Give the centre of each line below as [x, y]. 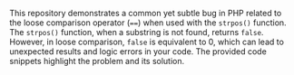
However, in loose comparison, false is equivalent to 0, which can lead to [147, 42]
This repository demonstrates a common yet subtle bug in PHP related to [146, 13]
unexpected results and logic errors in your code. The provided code [138, 52]
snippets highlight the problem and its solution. [97, 61]
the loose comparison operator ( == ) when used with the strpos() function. [148, 23]
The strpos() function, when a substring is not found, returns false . [137, 32]
